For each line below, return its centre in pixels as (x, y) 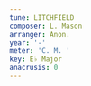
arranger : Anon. (40, 34)
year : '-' (28, 43)
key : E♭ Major (36, 59)
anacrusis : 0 (34, 68)
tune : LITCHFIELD (42, 17)
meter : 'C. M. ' (40, 51)
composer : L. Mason (46, 26)
